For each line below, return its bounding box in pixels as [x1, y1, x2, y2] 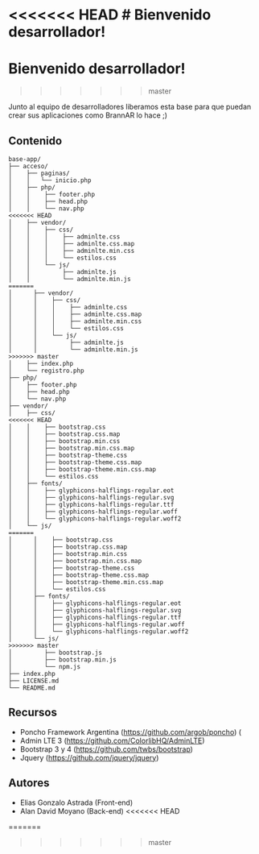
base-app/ [8, 155, 42, 163]
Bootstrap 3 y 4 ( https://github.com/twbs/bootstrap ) [19, 744, 193, 754]
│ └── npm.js [8, 662, 81, 670]
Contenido [8, 134, 63, 147]
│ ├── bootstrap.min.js [8, 655, 117, 664]
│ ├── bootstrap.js [8, 649, 103, 657]
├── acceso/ [8, 162, 48, 170]
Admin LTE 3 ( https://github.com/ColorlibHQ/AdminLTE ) [19, 736, 205, 745]
